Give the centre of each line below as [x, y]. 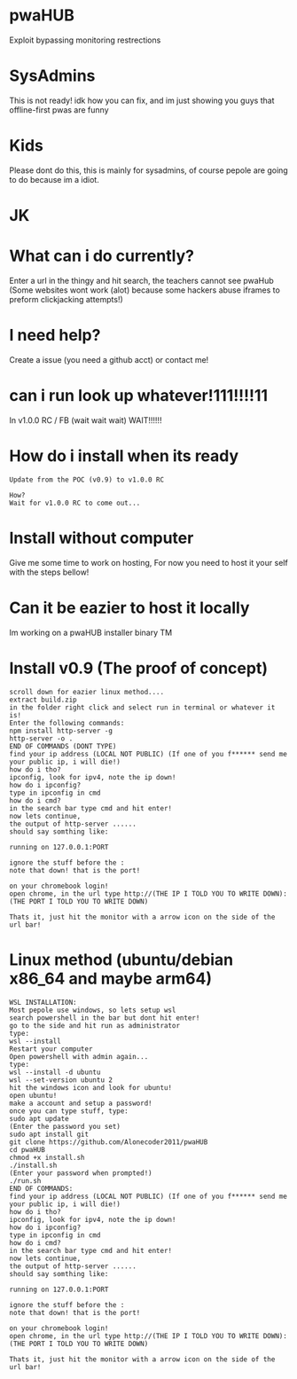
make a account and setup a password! [81, 1103]
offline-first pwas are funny [59, 110]
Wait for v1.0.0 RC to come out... [75, 503]
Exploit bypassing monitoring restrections [85, 40]
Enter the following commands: [67, 723]
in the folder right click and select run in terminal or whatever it [142, 707]
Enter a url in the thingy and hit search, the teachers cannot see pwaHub [142, 280]
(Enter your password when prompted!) [81, 1173]
